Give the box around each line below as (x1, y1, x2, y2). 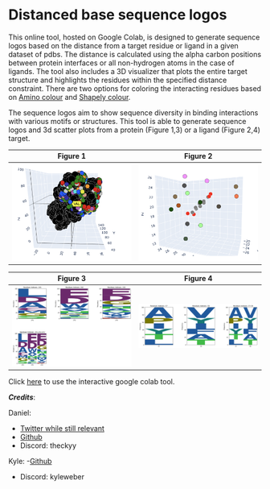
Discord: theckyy (19, 441, 77, 450)
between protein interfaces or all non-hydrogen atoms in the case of (8, 58, 235, 68)
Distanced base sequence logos (8, 6, 227, 24)
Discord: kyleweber (19, 472, 84, 482)
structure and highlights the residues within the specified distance (8, 75, 227, 85)
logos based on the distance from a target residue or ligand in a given (8, 40, 239, 50)
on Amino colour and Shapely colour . (8, 92, 131, 102)
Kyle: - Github (8, 457, 52, 466)
